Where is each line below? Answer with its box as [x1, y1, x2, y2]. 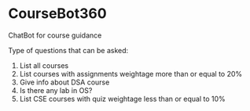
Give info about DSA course [19, 77, 110, 87]
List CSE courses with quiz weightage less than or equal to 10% [19, 94, 226, 103]
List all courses [19, 60, 69, 70]
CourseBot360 [8, 5, 108, 23]
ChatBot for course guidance [8, 30, 102, 40]
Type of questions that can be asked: [8, 45, 129, 55]
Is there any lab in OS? [19, 85, 93, 95]
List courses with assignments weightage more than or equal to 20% [19, 69, 243, 78]
